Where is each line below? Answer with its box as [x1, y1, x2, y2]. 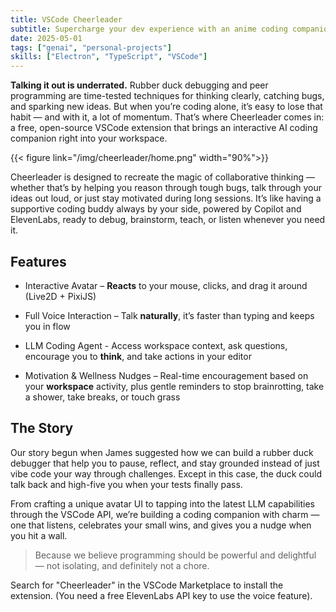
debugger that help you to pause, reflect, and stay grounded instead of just [10, 457, 320, 469]
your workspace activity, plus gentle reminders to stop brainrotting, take [24, 380, 325, 392]
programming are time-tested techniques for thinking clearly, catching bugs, [10, 90, 325, 102]
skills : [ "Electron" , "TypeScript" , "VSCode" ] [10, 52, 208, 62]
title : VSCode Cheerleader [10, 14, 123, 25]
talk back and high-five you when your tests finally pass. [10, 478, 243, 490]
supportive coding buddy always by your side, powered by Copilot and [10, 203, 302, 215]
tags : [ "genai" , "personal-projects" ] [10, 42, 172, 53]
